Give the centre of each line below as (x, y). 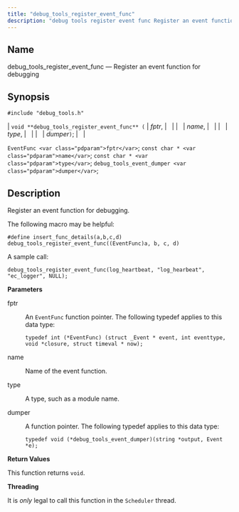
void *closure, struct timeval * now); (84, 343)
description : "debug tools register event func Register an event (108, 21)
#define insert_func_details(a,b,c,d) (65, 237)
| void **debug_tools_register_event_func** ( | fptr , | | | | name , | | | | (117, 126)
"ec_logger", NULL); (38, 276)
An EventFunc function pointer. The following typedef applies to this (124, 317)
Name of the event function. (67, 371)
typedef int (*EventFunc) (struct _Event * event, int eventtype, (126, 337)
